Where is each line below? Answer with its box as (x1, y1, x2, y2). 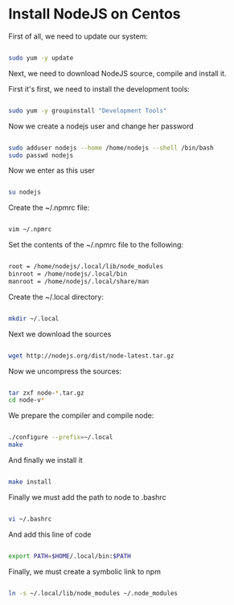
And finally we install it (8, 456, 83, 465)
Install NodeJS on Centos (8, 5, 181, 23)
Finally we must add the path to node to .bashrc (8, 492, 166, 502)
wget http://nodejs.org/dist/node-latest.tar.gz (8, 351, 174, 360)
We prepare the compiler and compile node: (8, 411, 154, 420)
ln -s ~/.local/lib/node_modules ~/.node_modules (8, 589, 179, 597)
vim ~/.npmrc (8, 226, 52, 234)
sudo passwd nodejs (8, 151, 74, 159)
